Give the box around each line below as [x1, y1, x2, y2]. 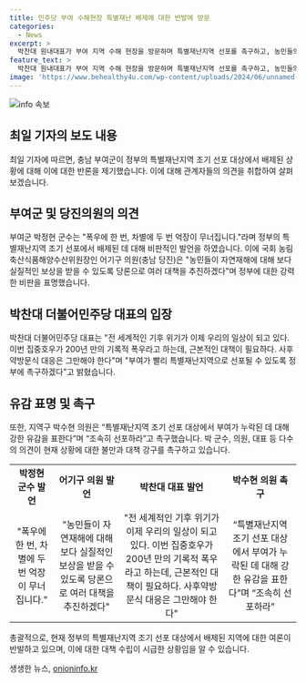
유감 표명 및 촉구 [9, 395, 96, 411]
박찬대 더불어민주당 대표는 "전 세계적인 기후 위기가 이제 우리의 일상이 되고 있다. [9, 332, 290, 343]
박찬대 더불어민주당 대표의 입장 [9, 306, 173, 321]
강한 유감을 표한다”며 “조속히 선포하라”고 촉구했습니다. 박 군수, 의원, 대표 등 [9, 433, 278, 443]
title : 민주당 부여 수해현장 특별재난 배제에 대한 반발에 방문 [9, 13, 210, 23]
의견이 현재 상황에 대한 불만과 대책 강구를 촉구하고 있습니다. [18, 444, 230, 455]
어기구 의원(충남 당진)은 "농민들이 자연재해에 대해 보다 [99, 254, 292, 265]
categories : [9, 22, 55, 31]
